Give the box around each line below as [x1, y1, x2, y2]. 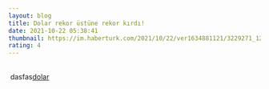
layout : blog [8, 11, 52, 20]
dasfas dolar [10, 72, 50, 82]
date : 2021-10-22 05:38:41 [8, 26, 98, 34]
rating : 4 [8, 42, 42, 50]
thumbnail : [8, 34, 45, 42]
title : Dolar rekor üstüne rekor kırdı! [8, 19, 146, 27]
